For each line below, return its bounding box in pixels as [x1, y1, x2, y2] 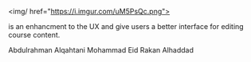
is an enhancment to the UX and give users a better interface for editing [8, 22, 245, 31]
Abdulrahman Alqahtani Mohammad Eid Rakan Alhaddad [8, 46, 194, 54]
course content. [8, 31, 61, 39]
